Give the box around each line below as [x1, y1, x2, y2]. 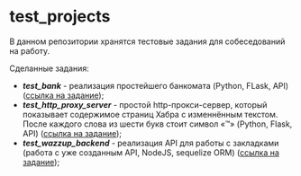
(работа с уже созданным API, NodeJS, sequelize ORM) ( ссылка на [22, 146, 279, 158]
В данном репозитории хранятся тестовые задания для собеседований [9, 36, 286, 47]
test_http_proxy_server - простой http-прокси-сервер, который [22, 99, 268, 110]
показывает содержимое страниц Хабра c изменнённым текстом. [22, 109, 278, 119]
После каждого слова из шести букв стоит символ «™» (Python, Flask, [22, 119, 293, 129]
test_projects [9, 6, 111, 27]
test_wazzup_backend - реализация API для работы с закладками [22, 137, 279, 148]
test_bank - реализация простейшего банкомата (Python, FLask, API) [22, 80, 289, 91]
